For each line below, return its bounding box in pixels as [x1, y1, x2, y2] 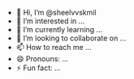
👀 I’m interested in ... [15, 16, 85, 26]
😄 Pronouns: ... [15, 54, 69, 64]
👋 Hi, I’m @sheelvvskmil [15, 8, 97, 17]
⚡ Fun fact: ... [15, 63, 61, 73]
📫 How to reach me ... [15, 43, 92, 52]
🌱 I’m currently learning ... [15, 25, 103, 34]
